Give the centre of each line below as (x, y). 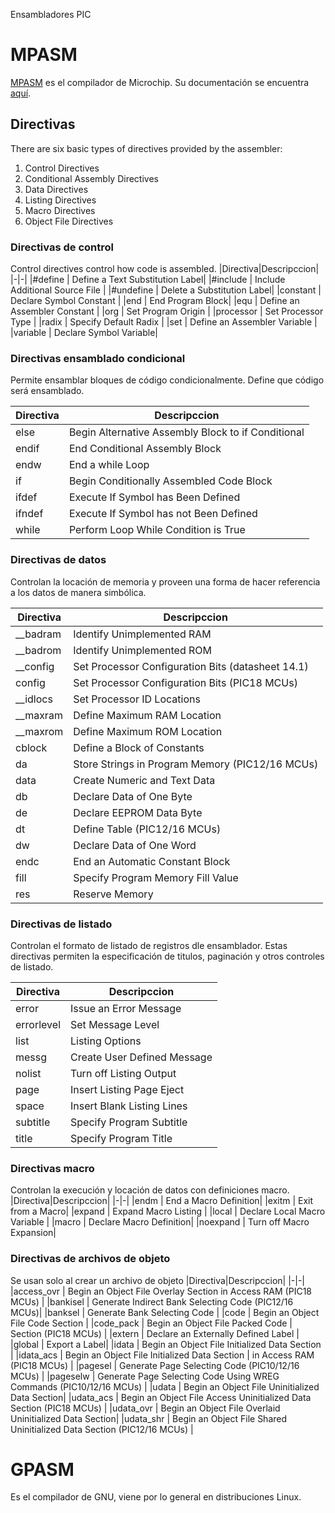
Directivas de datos (58, 560)
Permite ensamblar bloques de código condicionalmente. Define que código (167, 380)
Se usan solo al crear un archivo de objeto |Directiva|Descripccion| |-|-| (158, 1280)
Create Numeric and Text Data (144, 780)
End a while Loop (109, 465)
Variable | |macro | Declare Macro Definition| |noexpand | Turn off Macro (160, 1222)
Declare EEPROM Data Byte (138, 812)
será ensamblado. (47, 391)
